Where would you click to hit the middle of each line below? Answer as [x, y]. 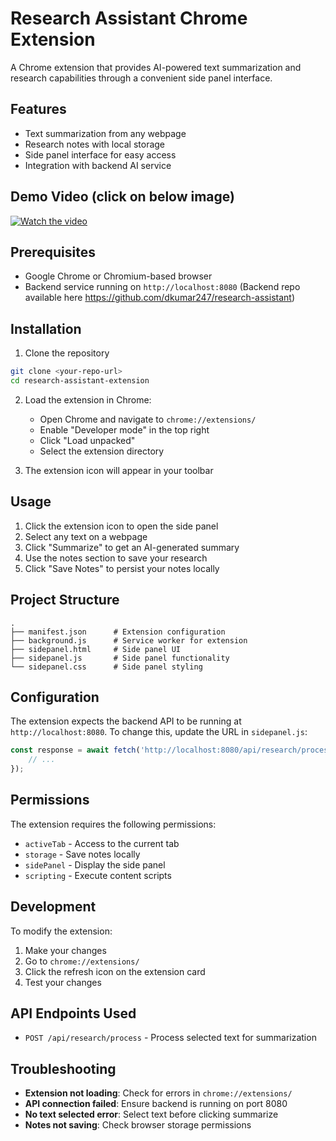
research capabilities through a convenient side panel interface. [141, 78]
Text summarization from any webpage [105, 133]
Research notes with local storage [95, 144]
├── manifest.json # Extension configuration [118, 632]
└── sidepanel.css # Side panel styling [106, 667]
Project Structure [65, 600]
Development [53, 907]
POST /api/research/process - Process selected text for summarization [170, 1038]
